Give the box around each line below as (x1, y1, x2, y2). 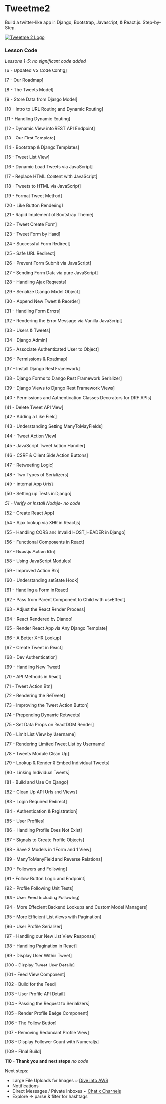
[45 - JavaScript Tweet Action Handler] (5, 443, 86, 449)
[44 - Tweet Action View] (5, 433, 57, 439)
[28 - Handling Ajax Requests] (5, 279, 67, 285)
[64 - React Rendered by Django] (5, 616, 73, 622)
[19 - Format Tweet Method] (5, 193, 62, 199)
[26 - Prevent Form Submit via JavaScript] (5, 260, 92, 266)
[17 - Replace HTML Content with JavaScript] (5, 173, 98, 179)
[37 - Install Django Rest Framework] (5, 366, 80, 372)
